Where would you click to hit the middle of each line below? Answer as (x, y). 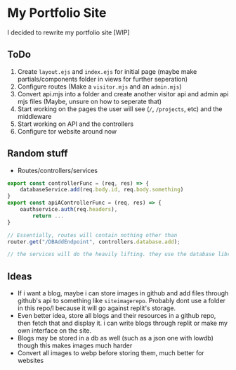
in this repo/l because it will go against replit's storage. (97, 308)
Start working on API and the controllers (76, 124)
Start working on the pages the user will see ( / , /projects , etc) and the (120, 109)
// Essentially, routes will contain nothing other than (92, 235)
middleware (34, 116)
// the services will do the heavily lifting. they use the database (111, 255)
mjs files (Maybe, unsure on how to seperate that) (90, 101)
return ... (48, 216)
